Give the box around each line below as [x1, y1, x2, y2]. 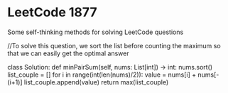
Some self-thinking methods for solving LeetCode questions [7, 28, 184, 36]
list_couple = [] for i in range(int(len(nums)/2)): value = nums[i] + [7, 70, 197, 79]
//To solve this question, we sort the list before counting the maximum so [7, 41, 222, 50]
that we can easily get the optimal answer [7, 49, 129, 58]
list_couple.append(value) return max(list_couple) [23, 77, 169, 86]
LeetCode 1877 [7, 4, 97, 21]
